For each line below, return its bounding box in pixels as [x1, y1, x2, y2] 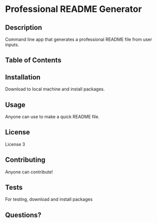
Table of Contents [5, 56, 62, 65]
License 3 [5, 141, 25, 147]
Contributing [5, 155, 46, 164]
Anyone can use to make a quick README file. [5, 114, 100, 120]
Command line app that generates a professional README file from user [5, 36, 153, 42]
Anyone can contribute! [5, 169, 53, 175]
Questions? [5, 211, 42, 219]
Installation [5, 73, 41, 81]
